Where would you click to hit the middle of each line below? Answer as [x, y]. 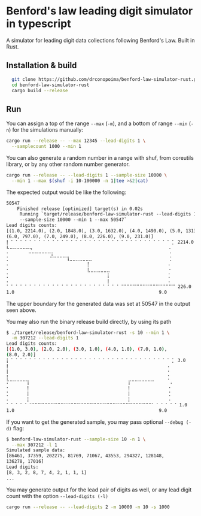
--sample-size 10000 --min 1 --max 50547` [73, 220]
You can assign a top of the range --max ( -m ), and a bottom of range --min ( [99, 123]
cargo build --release [40, 90]
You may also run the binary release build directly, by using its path [89, 321]
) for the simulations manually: [46, 130]
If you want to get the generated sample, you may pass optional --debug [95, 422]
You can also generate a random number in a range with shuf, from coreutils [100, 157]
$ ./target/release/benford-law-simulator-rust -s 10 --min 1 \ [88, 333]
